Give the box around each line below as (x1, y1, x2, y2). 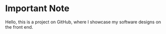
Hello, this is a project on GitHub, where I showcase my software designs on (5, 19, 162, 25)
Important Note (5, 3, 70, 14)
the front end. (5, 24, 33, 30)
